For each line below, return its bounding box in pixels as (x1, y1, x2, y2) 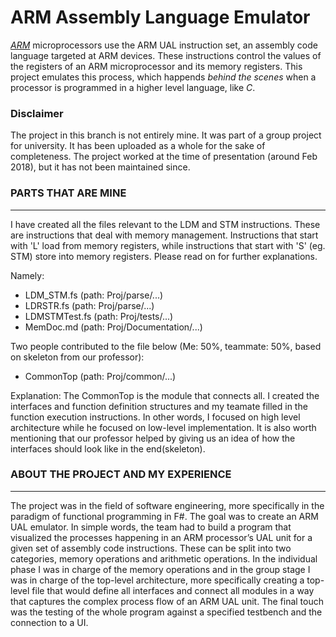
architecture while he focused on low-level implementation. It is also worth (10, 421, 317, 433)
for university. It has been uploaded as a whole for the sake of (10, 140, 266, 152)
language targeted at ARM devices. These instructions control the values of (10, 49, 322, 61)
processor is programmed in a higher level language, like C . (10, 81, 256, 93)
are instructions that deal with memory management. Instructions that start (10, 229, 319, 241)
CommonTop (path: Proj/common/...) (24, 370, 177, 382)
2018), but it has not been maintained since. (10, 161, 191, 173)
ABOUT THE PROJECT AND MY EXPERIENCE (10, 467, 232, 481)
